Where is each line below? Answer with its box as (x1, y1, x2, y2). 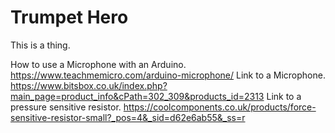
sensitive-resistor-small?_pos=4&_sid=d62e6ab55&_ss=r (10, 111, 246, 123)
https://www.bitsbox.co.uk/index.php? (10, 79, 168, 91)
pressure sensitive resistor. (10, 101, 122, 113)
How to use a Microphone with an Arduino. (10, 58, 187, 70)
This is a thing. (10, 39, 71, 51)
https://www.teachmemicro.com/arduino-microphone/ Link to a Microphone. (10, 69, 326, 81)
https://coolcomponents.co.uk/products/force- (123, 101, 317, 113)
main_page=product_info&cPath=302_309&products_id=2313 (10, 90, 265, 102)
